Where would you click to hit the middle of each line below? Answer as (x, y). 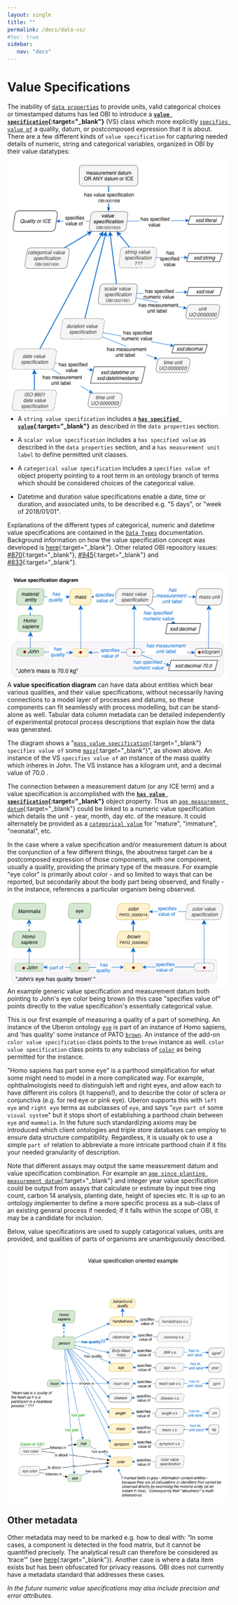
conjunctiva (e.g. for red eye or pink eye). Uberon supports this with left (112, 1100)
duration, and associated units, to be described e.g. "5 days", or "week (119, 504)
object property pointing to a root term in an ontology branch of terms (118, 475)
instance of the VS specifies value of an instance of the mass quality (109, 758)
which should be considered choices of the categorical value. (106, 483)
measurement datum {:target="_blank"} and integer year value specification (113, 1181)
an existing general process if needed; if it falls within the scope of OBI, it (113, 1211)
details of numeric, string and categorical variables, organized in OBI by (111, 144)
